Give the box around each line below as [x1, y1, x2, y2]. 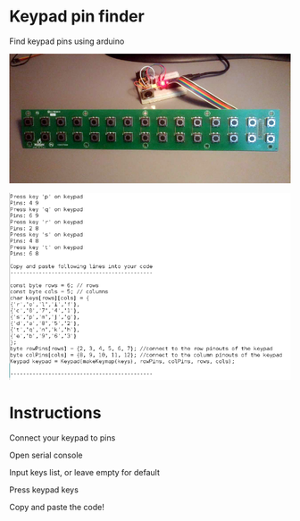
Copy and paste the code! [9, 501, 104, 512]
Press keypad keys [9, 484, 79, 495]
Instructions [9, 403, 102, 424]
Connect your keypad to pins [9, 432, 116, 443]
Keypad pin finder [9, 6, 145, 27]
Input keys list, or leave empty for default [9, 466, 161, 477]
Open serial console [9, 450, 83, 460]
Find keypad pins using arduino [9, 36, 125, 46]
